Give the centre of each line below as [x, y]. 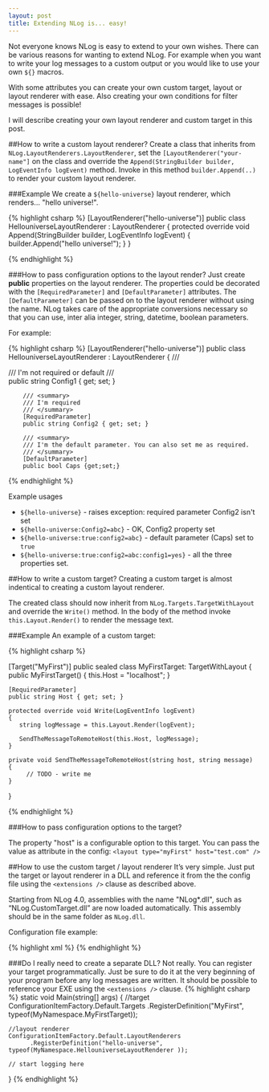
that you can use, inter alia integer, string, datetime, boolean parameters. [128, 317]
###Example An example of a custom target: [82, 635]
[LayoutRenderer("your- [202, 153]
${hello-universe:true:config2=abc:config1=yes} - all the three [126, 554]
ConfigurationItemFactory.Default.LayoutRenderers [95, 1036]
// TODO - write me [59, 774]
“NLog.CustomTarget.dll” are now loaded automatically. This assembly [124, 907]
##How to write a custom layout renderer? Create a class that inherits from [132, 144]
